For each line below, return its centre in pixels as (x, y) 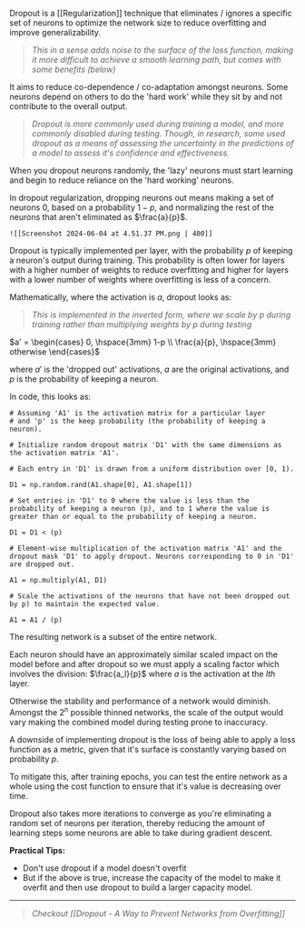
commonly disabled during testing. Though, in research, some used (158, 134)
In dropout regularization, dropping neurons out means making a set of (142, 198)
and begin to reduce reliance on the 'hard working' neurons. (122, 180)
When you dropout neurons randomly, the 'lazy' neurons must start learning (151, 170)
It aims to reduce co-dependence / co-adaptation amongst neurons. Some (149, 87)
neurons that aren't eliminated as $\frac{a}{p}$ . (98, 217)
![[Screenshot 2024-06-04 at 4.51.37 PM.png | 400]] (111, 234)
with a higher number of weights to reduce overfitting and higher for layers (149, 270)
